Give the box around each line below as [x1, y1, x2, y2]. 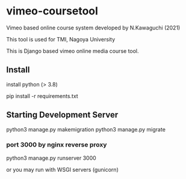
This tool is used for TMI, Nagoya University [6, 35, 116, 43]
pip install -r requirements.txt [6, 92, 78, 100]
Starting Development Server [6, 110, 119, 120]
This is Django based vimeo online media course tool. [6, 47, 140, 55]
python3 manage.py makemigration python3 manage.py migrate [6, 126, 166, 133]
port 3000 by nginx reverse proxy [6, 141, 107, 149]
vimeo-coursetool [6, 4, 98, 18]
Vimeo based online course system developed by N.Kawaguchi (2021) [6, 24, 181, 31]
